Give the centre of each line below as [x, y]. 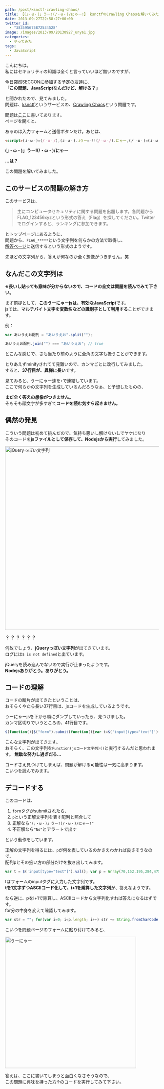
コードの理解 [24, 687]
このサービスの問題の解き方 [47, 188]
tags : [10, 46]
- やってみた [21, 42]
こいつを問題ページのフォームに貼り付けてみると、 [56, 929]
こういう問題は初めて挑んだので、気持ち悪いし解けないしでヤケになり [76, 433]
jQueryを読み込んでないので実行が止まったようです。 [59, 664]
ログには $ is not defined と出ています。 [46, 654]
